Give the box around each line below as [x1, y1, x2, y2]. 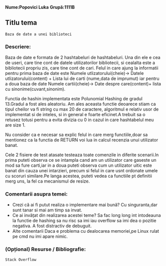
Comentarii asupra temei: [5, 191, 68, 198]
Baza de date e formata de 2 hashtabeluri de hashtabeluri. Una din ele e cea [5, 55, 161, 61]
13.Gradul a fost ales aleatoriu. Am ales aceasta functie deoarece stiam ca [5, 101, 156, 107]
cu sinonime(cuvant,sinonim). [5, 86, 66, 92]
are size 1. [5, 122, 26, 128]
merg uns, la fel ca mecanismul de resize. [5, 178, 90, 184]
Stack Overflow [5, 257, 37, 262]
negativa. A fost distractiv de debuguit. [12, 223, 92, 229]
